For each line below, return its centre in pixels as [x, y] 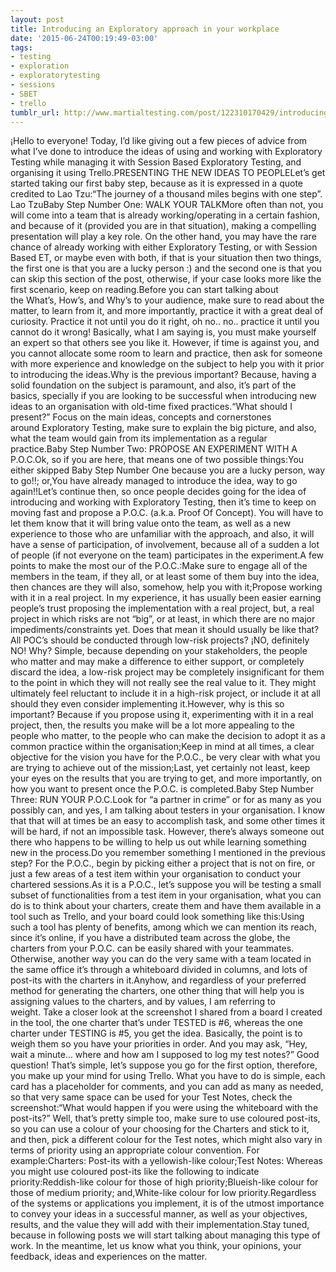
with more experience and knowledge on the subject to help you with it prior [167, 364]
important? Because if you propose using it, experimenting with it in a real [162, 715]
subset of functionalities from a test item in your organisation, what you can [166, 895]
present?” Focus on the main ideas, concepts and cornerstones [141, 417]
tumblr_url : [35, 112]
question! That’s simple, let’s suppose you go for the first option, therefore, [164, 1065]
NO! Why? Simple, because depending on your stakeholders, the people [159, 651]
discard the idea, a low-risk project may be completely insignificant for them [167, 672]
